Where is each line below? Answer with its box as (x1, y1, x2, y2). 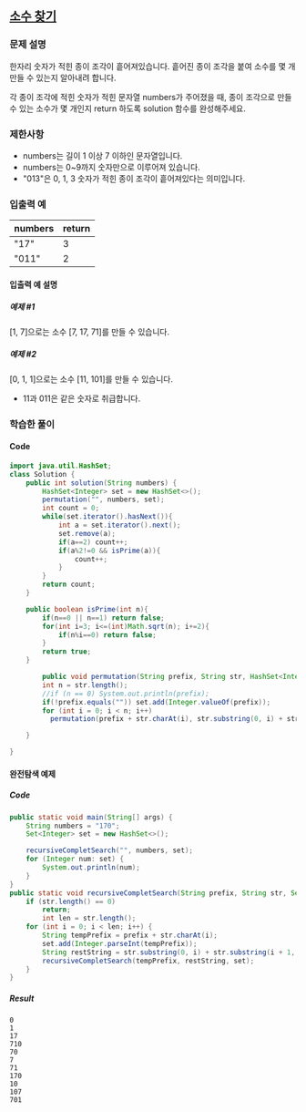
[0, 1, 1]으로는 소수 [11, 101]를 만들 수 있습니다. (9, 373, 173, 385)
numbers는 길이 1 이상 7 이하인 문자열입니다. (22, 149, 183, 161)
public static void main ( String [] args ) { (9, 812, 173, 822)
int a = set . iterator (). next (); (57, 520, 181, 530)
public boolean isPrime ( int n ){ (25, 604, 148, 613)
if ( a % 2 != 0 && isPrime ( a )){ (57, 546, 161, 555)
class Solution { (9, 469, 76, 479)
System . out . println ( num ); (42, 863, 141, 872)
